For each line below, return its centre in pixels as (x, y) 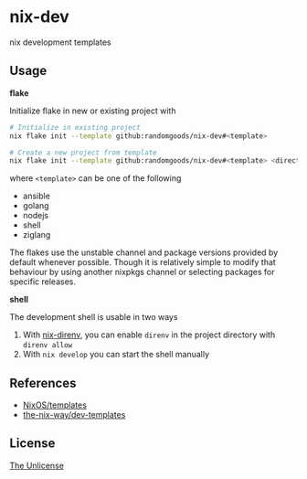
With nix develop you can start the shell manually (116, 355)
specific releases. (42, 282)
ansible (36, 196)
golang (36, 206)
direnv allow (48, 346)
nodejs (35, 216)
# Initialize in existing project (75, 127)
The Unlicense (37, 465)
